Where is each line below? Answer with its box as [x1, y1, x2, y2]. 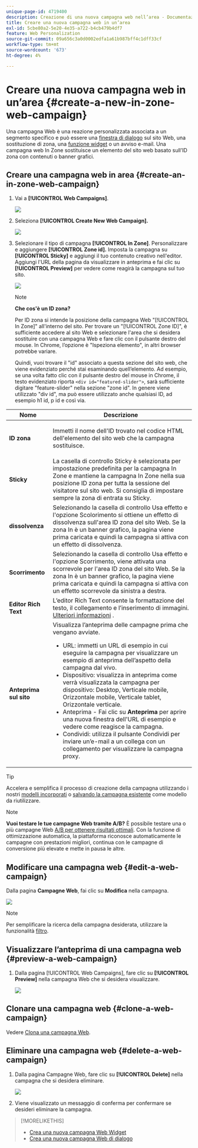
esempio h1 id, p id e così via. [14, 397, 87, 404]
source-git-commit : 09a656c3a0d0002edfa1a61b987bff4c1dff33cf [6, 36, 162, 42]
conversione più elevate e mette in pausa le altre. [6, 845, 126, 852]
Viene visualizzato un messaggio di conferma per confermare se [14, 1099, 172, 1107]
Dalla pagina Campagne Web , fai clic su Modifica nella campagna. [6, 887, 169, 894]
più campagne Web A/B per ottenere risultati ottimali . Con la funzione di [6, 826, 181, 833]
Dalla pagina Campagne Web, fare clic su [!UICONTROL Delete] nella [14, 1071, 183, 1078]
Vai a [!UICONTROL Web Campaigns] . [14, 195, 109, 202]
